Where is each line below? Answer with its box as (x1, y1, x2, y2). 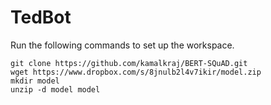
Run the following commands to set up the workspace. (10, 39, 235, 51)
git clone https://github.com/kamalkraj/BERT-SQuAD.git (10, 58, 248, 68)
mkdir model (10, 76, 60, 86)
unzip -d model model (10, 84, 101, 95)
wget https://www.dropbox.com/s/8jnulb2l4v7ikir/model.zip (10, 67, 262, 77)
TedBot (10, 6, 72, 29)
